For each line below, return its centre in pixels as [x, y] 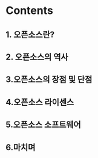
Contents [30, 11]
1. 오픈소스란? [30, 34]
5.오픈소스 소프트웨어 [43, 125]
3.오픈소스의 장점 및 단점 [49, 80]
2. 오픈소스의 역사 [37, 57]
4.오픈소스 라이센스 [40, 102]
